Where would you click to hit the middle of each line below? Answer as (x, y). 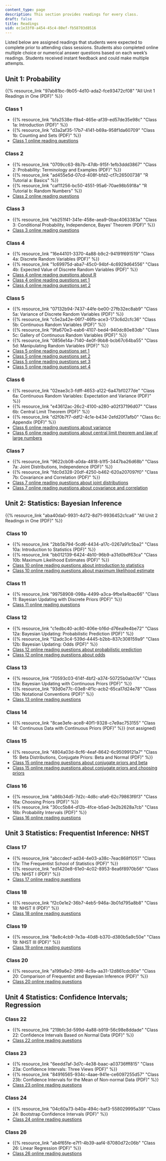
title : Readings (22, 24)
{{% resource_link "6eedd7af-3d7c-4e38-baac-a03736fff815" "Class (83, 1064)
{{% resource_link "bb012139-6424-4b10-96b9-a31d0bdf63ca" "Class (85, 555)
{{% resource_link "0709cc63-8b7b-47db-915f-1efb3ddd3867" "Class (84, 165)
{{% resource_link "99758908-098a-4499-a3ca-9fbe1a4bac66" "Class (85, 594)
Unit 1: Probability (33, 79)
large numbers (27, 438)
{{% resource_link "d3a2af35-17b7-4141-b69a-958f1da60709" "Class (83, 130)
